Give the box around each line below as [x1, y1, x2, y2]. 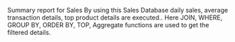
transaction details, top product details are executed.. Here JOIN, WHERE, [7, 13, 223, 22]
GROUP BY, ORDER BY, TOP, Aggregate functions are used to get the [7, 21, 210, 29]
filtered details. [7, 28, 51, 36]
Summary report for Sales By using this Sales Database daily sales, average [7, 6, 229, 14]
